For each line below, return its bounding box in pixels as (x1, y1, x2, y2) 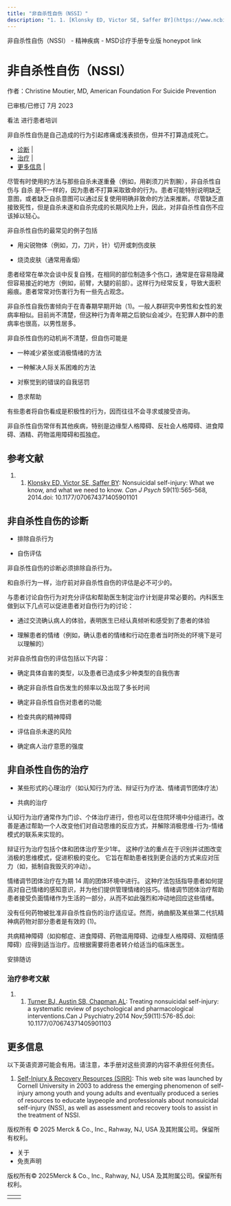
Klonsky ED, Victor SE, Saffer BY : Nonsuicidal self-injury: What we (27, 479, 214, 487)
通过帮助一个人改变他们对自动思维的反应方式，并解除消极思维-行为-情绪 (19, 821, 223, 830)
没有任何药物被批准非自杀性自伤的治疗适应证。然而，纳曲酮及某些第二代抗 (7, 908, 218, 917)
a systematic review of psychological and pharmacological (27, 1005, 194, 1013)
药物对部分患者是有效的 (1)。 (19, 917, 100, 925)
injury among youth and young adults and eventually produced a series (16, 1089, 219, 1097)
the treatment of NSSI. (16, 1110, 81, 1119)
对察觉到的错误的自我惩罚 (16, 378, 90, 386)
